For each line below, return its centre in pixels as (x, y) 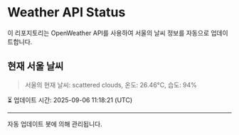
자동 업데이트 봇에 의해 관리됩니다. (55, 124)
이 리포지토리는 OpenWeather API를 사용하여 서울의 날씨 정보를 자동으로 (108, 33)
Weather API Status (67, 12)
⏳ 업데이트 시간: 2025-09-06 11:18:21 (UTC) (70, 99)
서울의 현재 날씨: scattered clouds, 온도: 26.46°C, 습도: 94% (111, 85)
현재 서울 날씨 (36, 66)
